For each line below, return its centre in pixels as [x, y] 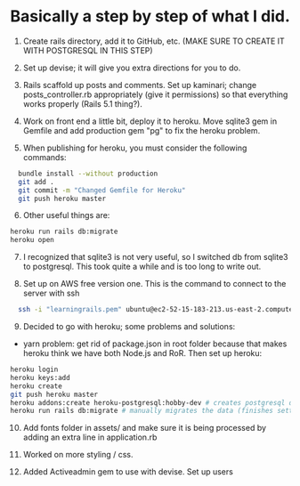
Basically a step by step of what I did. [150, 16]
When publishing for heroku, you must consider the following [135, 148]
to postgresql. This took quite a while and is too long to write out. [142, 267]
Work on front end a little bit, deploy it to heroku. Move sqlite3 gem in [150, 121]
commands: [45, 157]
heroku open [32, 240]
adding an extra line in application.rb [90, 437]
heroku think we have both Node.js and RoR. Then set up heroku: [142, 353]
